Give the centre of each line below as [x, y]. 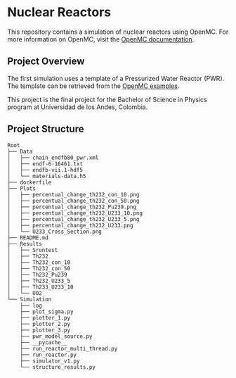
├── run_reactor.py [48, 355]
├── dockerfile [29, 182]
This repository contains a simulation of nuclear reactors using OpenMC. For [118, 32]
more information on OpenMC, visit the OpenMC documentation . [101, 39]
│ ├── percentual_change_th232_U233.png [70, 225]
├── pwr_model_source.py [56, 336]
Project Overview [46, 62]
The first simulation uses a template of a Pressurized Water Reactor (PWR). [116, 78]
